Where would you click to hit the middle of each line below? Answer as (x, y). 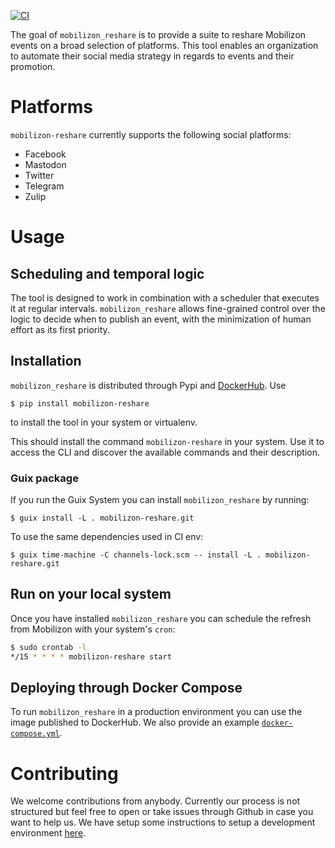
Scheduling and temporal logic (107, 273)
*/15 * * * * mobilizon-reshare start (91, 656)
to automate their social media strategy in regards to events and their (152, 56)
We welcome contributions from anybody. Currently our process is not (155, 801)
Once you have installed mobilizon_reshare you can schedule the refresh (161, 618)
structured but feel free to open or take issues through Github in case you (162, 812)
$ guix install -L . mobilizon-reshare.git (102, 518)
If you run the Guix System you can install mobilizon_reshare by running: (160, 500)
